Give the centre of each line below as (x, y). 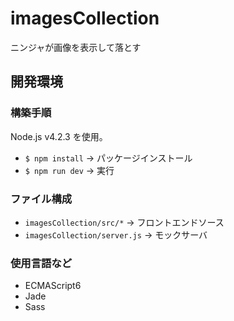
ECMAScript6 (53, 286)
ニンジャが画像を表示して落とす (76, 47)
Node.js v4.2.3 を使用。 (59, 136)
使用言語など (41, 263)
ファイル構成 (41, 199)
